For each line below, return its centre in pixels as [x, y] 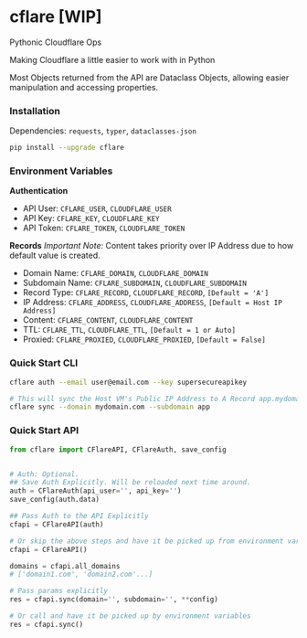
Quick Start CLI [44, 363]
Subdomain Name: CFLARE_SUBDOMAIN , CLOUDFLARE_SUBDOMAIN [134, 283]
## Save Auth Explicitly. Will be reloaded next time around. [130, 483]
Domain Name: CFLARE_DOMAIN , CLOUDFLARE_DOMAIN [115, 273]
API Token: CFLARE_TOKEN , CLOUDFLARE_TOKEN [104, 228]
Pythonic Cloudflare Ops [56, 42]
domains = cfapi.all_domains [65, 566]
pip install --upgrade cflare [67, 148]
